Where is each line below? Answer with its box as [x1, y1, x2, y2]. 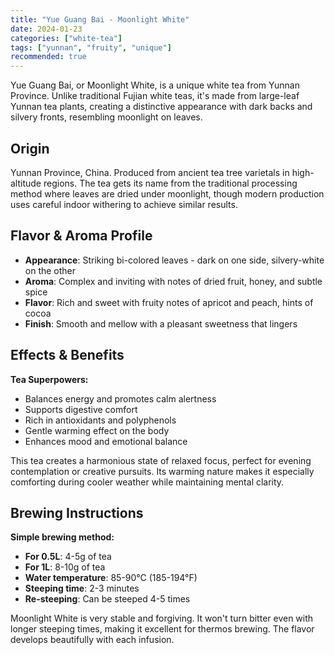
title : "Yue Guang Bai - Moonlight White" [10, 14, 190, 25]
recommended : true [10, 52, 87, 62]
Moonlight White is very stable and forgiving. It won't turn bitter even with [10, 612, 314, 625]
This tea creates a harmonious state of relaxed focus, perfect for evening [10, 454, 312, 466]
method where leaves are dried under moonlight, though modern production [10, 187, 325, 200]
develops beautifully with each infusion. [10, 634, 175, 646]
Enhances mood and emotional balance [24, 435, 188, 447]
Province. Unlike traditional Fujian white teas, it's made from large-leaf [10, 90, 300, 102]
